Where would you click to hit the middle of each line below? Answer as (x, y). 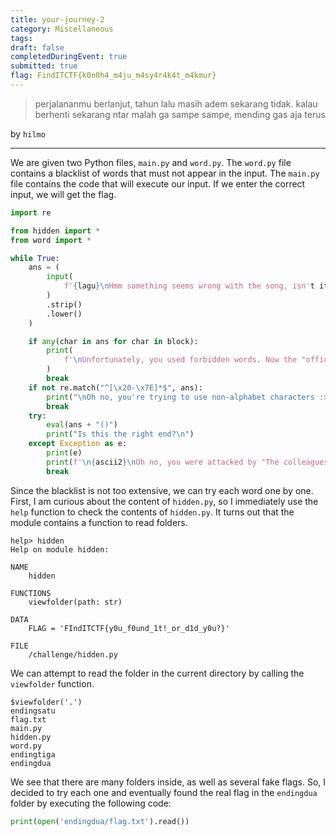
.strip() (64, 304)
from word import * (51, 240)
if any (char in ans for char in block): (113, 341)
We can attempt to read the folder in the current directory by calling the (157, 673)
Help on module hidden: (60, 549)
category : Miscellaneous (62, 29)
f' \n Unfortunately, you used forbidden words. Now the (180, 360)
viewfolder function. (52, 683)
